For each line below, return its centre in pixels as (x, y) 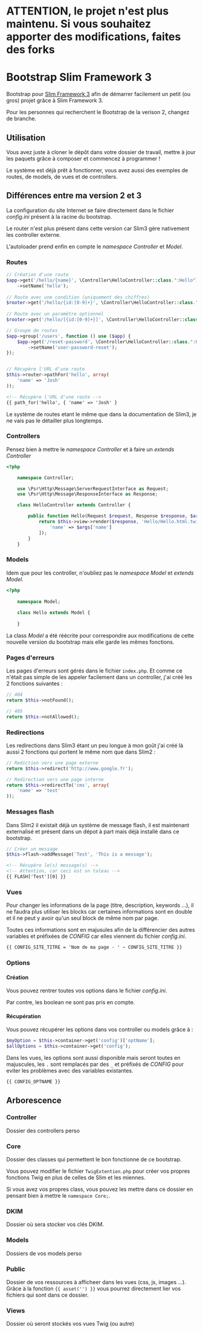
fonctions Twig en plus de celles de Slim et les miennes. (76, 1178)
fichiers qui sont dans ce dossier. (47, 1295)
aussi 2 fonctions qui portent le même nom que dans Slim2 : (81, 752)
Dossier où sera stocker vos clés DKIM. (55, 1224)
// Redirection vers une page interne (55, 779)
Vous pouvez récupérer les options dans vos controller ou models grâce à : (100, 1030)
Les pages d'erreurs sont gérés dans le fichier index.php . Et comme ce (94, 671)
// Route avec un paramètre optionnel (55, 314)
